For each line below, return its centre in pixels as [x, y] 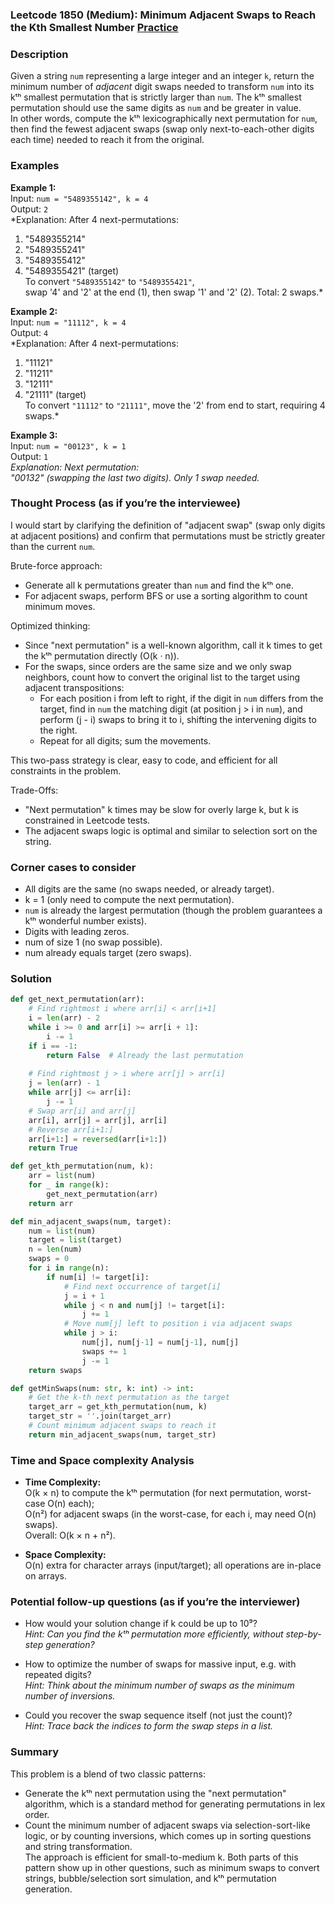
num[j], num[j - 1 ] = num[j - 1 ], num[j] [160, 1343]
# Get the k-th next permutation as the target [129, 1398]
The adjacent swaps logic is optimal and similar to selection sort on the [171, 830]
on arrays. [45, 1576]
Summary [35, 1752]
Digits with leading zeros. [77, 932]
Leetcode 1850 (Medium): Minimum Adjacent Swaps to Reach [163, 15]
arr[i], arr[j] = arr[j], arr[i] [98, 1120]
